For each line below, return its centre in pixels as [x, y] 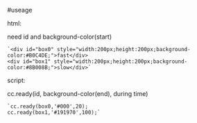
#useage [20, 10]
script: [16, 80]
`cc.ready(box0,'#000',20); [48, 106]
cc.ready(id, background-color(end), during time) [78, 94]
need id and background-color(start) [60, 37]
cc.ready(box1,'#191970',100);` [54, 113]
